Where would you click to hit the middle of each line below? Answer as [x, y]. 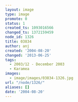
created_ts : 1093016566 [29, 28]
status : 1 [15, 23]
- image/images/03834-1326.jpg [41, 78]
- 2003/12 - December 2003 [37, 64]
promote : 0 [16, 19]
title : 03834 [18, 42]
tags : [11, 60]
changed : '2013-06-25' [28, 55]
